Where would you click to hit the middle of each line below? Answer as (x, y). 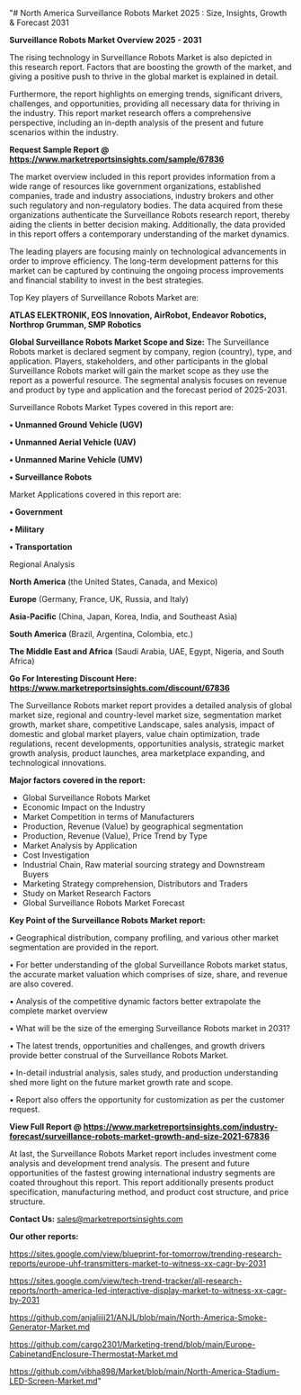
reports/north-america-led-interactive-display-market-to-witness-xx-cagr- (148, 1290)
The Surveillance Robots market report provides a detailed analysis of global (150, 705)
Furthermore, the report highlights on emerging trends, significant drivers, (146, 94)
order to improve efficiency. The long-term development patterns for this (144, 261)
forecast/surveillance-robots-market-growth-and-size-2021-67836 (139, 1136)
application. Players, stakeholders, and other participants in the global (138, 361)
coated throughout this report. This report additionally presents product (142, 1182)
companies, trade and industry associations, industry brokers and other (142, 196)
